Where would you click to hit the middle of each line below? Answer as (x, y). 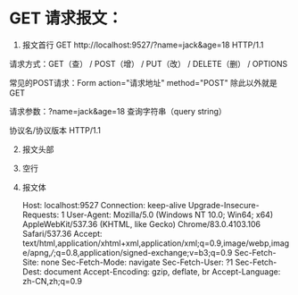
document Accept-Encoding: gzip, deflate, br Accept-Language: (162, 271)
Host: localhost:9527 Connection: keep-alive (104, 205)
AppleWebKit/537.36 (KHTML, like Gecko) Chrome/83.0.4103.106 (141, 223)
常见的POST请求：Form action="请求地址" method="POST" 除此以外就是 (144, 82)
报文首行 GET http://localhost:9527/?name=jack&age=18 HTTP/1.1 (143, 45)
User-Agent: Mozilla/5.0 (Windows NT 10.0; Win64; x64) (170, 215)
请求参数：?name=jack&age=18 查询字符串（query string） (118, 111)
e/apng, (37, 252)
